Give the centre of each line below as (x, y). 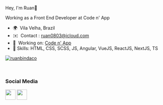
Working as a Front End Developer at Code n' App (58, 18)
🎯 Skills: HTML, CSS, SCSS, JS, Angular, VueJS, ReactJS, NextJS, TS (85, 48)
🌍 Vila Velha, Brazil (34, 28)
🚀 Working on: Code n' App (42, 43)
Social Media (22, 81)
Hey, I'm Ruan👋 (21, 8)
